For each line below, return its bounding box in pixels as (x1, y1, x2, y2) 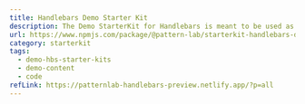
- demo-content (17, 64, 75, 73)
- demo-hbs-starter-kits (17, 55, 112, 64)
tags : (9, 47, 30, 56)
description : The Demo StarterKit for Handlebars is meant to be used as (9, 22, 295, 31)
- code (17, 72, 43, 81)
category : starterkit (9, 38, 92, 48)
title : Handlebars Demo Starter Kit (9, 13, 148, 23)
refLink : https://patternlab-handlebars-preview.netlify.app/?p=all (9, 80, 274, 90)
